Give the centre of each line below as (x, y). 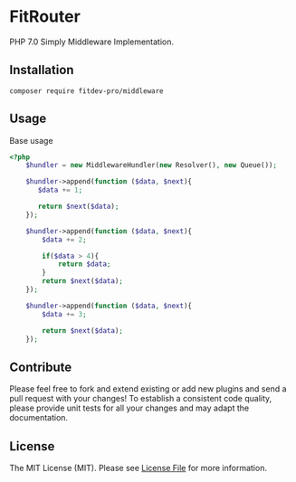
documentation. (39, 418)
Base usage (31, 140)
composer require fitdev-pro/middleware (87, 91)
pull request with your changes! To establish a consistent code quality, (141, 399)
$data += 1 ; (60, 190)
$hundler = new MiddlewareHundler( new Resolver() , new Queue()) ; (152, 165)
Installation (42, 70)
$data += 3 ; (65, 314)
